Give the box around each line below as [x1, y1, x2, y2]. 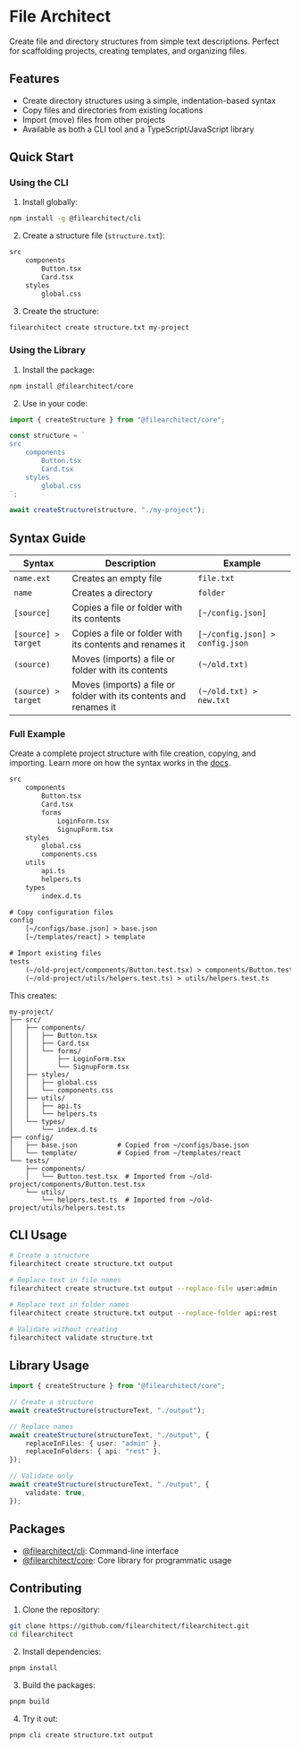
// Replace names [9, 1422, 74, 1431]
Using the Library [9, 344, 87, 356]
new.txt [197, 696, 230, 706]
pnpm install [9, 1664, 58, 1673]
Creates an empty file [71, 572, 162, 585]
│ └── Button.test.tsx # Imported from [25, 1171, 186, 1181]
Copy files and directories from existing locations [21, 105, 204, 116]
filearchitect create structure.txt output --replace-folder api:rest [9, 1308, 278, 1317]
